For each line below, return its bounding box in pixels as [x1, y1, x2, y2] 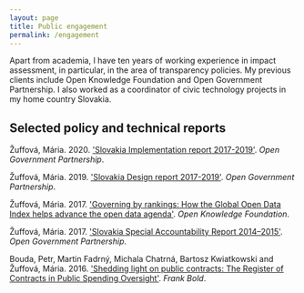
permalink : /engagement [9, 30, 100, 39]
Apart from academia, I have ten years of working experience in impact [9, 56, 277, 66]
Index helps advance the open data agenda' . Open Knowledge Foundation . [9, 208, 289, 219]
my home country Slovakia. [9, 94, 112, 105]
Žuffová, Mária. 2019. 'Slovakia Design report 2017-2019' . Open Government [9, 172, 295, 183]
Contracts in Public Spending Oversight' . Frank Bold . [9, 273, 207, 284]
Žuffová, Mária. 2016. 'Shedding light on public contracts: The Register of [9, 263, 284, 274]
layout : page [9, 13, 59, 23]
